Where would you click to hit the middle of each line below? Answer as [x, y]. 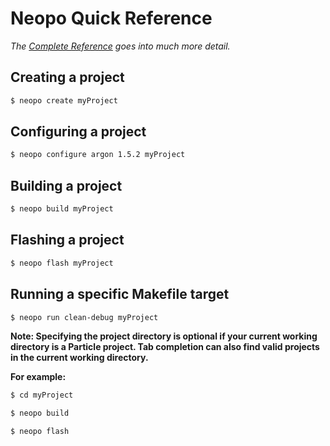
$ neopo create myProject [64, 100]
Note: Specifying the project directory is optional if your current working [164, 336]
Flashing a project [67, 240]
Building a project [66, 185]
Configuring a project [78, 132]
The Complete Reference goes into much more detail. [120, 46]
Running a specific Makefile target [120, 294]
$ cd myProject [42, 395]
